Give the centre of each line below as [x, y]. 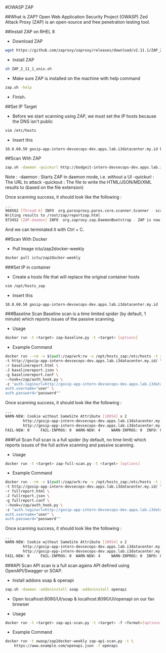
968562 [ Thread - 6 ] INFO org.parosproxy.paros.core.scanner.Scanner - [79, 211]
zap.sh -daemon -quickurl [32, 167]
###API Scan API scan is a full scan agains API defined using [67, 565]
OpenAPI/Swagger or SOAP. [34, 571]
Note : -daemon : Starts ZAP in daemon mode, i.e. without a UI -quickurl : [80, 177]
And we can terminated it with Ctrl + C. [45, 229]
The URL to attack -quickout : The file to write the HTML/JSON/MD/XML [79, 182]
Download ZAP [27, 41]
